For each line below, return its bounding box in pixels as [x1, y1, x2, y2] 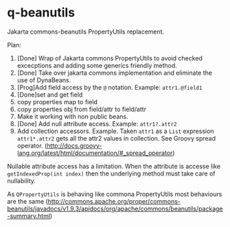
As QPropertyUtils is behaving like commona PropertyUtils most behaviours [7, 190, 222, 198]
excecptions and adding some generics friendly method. [16, 61, 177, 69]
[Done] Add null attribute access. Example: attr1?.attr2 [16, 119, 177, 128]
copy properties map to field [16, 97, 98, 106]
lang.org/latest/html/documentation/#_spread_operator [16, 149, 173, 157]
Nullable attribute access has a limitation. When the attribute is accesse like [7, 162, 221, 170]
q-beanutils [7, 5, 76, 21]
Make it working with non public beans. [16, 112, 128, 121]
